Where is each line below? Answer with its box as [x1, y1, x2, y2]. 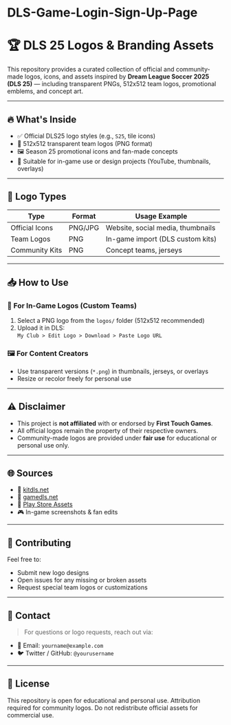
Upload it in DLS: [16, 324, 65, 332]
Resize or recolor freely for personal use [16, 374, 132, 383]
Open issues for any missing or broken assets [16, 576, 147, 585]
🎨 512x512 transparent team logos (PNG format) [16, 139, 153, 147]
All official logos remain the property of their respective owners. [16, 426, 199, 434]
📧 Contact [7, 609, 51, 621]
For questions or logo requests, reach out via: [23, 628, 153, 636]
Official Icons [10, 222, 54, 232]
